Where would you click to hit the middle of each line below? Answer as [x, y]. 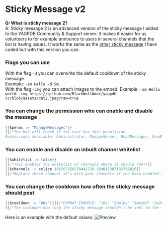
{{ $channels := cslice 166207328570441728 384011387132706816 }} [73, 169]
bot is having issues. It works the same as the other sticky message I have [81, 44]
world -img [16, 94]
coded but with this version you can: [42, 49]
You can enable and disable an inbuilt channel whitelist [73, 150]
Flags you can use [27, 62]
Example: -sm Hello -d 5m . [33, 84]
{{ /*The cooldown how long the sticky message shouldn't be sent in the [82, 208]
